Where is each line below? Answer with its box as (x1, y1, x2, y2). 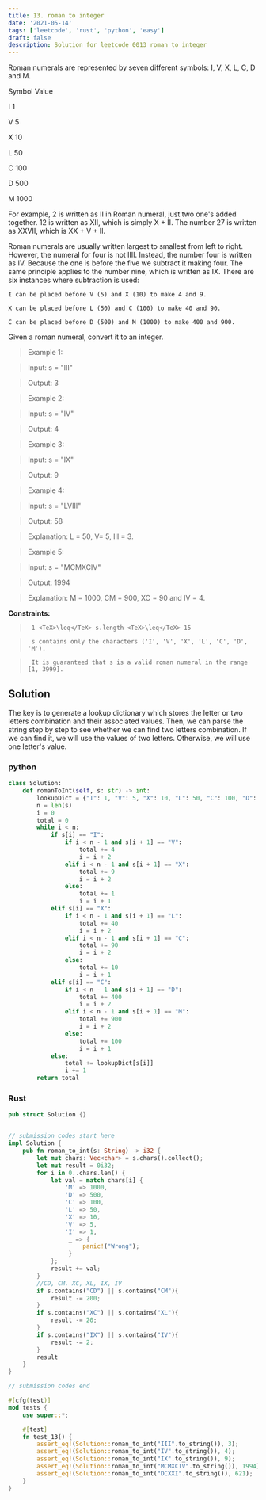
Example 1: (27, 348, 63, 357)
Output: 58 (27, 517, 63, 526)
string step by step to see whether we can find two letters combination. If (8, 724, 248, 734)
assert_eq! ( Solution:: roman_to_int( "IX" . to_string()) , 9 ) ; (36, 1455, 236, 1463)
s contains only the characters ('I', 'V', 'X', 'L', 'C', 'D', (31, 638, 248, 646)
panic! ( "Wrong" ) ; (82, 1242, 140, 1250)
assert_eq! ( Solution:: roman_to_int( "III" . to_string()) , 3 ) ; (36, 1440, 239, 1448)
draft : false (8, 33, 51, 42)
